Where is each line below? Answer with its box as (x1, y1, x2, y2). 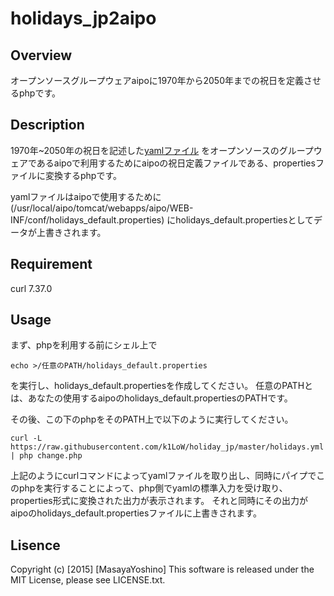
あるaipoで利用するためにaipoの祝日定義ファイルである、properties (36, 157, 316, 169)
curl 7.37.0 (10, 282, 53, 294)
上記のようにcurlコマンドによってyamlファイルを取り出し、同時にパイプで (10, 470, 317, 482)
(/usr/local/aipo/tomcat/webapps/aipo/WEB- (10, 202, 194, 214)
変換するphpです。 (44, 169, 123, 181)
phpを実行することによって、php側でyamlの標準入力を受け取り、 (18, 482, 288, 494)
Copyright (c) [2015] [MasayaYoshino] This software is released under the (10, 563, 315, 576)
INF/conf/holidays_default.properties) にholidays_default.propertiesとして (10, 213, 314, 226)
